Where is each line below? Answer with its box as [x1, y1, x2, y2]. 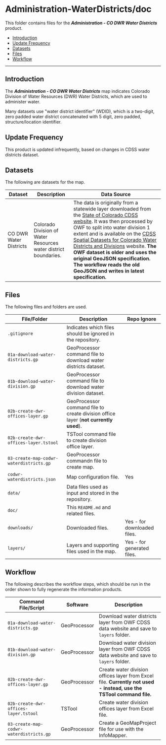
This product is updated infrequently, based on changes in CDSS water [5, 146, 150, 152]
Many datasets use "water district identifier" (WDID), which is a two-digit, [5, 108, 155, 114]
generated [124, 545, 149, 552]
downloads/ [7, 525, 33, 531]
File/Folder [22, 316, 48, 323]
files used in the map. [66, 548, 117, 555]
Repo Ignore [126, 316, 157, 323]
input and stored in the [66, 490, 119, 497]
